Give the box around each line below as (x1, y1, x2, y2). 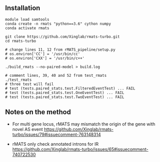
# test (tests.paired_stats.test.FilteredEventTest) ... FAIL (5, 86, 135, 91)
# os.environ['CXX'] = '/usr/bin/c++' (5, 56, 85, 61)
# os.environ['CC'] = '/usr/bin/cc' (5, 51, 80, 56)
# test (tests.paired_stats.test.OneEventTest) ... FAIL (5, 90, 125, 95)
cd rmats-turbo (5, 38, 36, 43)
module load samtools (5, 17, 50, 22)
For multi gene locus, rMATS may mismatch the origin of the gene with (12, 121, 156, 127)
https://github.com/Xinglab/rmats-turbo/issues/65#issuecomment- (12, 146, 149, 152)
